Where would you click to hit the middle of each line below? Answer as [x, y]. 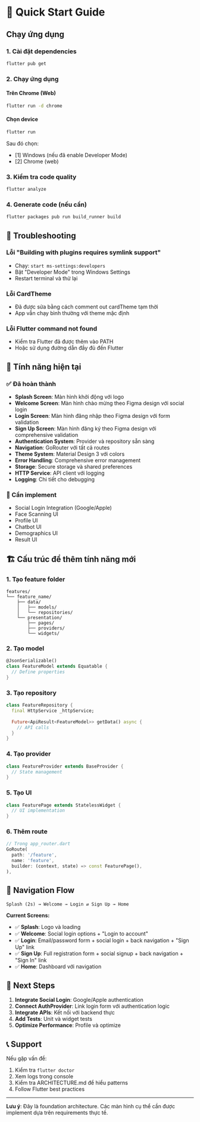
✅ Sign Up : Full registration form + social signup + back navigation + [99, 953]
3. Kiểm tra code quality [41, 177]
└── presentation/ [40, 618]
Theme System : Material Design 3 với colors [70, 454]
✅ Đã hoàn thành [31, 384]
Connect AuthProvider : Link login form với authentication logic [92, 1006]
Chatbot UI [28, 527]
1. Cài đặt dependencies [41, 51]
